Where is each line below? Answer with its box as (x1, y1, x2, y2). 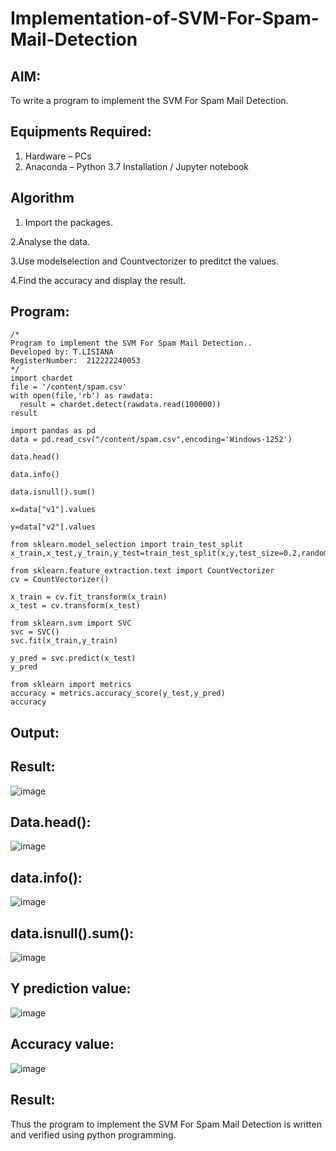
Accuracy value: (10, 1036, 115, 1053)
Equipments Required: (10, 123, 152, 141)
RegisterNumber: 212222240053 (10, 356, 141, 366)
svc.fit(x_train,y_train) (10, 636, 118, 646)
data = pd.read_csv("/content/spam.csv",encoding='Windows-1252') (10, 435, 293, 445)
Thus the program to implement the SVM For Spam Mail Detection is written (10, 1118, 322, 1130)
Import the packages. (24, 216, 114, 228)
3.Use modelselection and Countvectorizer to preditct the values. (10, 255, 280, 267)
